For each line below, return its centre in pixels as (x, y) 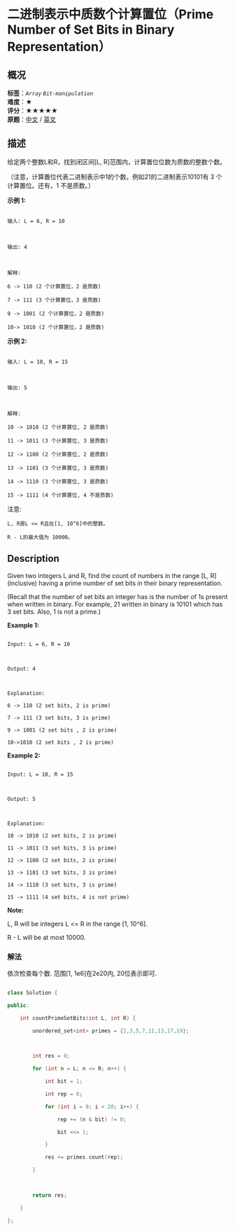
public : (19, 1005)
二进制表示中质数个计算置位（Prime (111, 14)
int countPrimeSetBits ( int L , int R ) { (78, 1018)
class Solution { (33, 993)
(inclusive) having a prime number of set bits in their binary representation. (115, 583)
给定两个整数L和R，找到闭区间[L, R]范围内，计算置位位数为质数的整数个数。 (117, 161)
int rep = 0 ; (63, 1094)
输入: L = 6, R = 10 (36, 221)
